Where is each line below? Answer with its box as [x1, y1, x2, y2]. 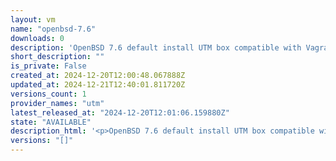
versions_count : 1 [10, 89, 87, 99]
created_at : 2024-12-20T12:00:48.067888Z [10, 71, 186, 81]
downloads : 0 [10, 33, 65, 43]
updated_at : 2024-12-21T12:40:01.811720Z [10, 80, 186, 90]
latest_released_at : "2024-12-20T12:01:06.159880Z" [10, 107, 230, 118]
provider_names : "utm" [10, 98, 105, 108]
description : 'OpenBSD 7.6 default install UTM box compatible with [10, 42, 302, 53]
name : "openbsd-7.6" [10, 24, 97, 34]
